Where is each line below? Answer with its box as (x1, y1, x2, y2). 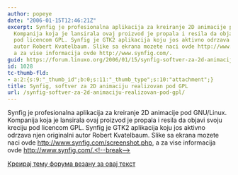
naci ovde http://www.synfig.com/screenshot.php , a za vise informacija (7, 138, 216, 147)
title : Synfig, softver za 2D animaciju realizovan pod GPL (7, 83, 189, 90)
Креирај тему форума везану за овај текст (7, 159, 136, 168)
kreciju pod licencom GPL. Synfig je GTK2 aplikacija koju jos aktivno (7, 123, 205, 132)
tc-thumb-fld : (7, 69, 50, 76)
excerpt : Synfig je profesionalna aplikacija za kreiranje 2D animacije (7, 23, 227, 30)
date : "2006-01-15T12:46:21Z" (7, 17, 97, 24)
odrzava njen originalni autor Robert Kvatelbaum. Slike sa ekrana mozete (7, 131, 220, 140)
